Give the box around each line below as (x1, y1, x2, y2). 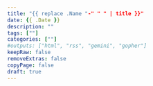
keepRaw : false (7, 49, 51, 56)
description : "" (7, 23, 54, 30)
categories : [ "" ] (7, 36, 57, 43)
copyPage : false (7, 62, 54, 69)
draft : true (7, 68, 42, 75)
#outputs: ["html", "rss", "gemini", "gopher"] (7, 42, 147, 49)
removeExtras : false (7, 55, 67, 62)
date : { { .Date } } (7, 17, 60, 24)
